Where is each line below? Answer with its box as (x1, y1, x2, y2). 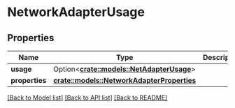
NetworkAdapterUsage (7, 4, 145, 20)
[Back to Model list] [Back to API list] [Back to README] (7, 93, 168, 102)
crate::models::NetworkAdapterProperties (53, 76, 197, 85)
